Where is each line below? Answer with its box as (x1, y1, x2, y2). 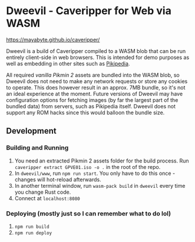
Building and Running (6, 144, 69, 152)
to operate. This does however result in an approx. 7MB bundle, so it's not (6, 84, 186, 91)
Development (6, 126, 57, 136)
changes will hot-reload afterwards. (14, 175, 101, 183)
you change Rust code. (14, 188, 71, 195)
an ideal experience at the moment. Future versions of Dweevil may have (6, 90, 183, 97)
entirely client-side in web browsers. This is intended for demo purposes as (6, 54, 190, 61)
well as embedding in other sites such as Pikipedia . (6, 60, 130, 67)
